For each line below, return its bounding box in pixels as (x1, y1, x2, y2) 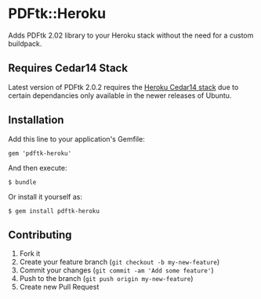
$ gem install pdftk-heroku (8, 207, 100, 215)
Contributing (8, 228, 72, 241)
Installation (8, 113, 64, 127)
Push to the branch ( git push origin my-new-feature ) (19, 274, 194, 283)
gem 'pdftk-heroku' (8, 149, 72, 157)
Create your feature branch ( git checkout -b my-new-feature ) (19, 258, 220, 267)
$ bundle (8, 178, 37, 186)
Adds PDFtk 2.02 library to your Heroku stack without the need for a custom (8, 31, 254, 40)
